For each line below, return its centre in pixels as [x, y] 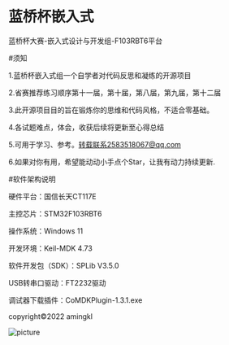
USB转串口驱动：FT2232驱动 [58, 282]
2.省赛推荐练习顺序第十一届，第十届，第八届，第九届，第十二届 [115, 92]
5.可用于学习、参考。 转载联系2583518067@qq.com [95, 144]
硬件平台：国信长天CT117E [52, 196]
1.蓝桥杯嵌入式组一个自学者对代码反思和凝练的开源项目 [100, 75]
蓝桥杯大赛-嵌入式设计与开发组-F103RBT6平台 [85, 41]
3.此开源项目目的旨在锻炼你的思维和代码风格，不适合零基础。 [111, 110]
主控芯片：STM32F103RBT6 [55, 213]
